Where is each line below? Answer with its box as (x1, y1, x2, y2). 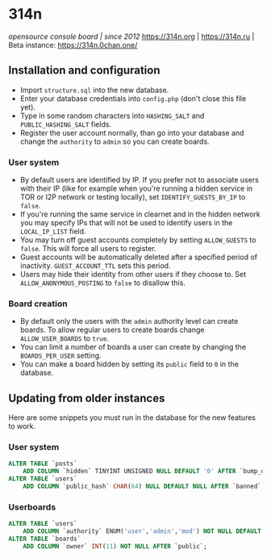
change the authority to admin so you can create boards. (19, 136, 210, 146)
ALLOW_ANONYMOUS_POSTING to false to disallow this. (19, 278, 186, 287)
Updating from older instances (8, 391, 165, 405)
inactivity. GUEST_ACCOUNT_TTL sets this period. (19, 261, 171, 271)
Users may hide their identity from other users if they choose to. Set (19, 270, 247, 279)
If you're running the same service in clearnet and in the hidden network (19, 209, 261, 219)
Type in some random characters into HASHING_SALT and (19, 111, 205, 120)
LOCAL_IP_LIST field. (19, 227, 86, 237)
